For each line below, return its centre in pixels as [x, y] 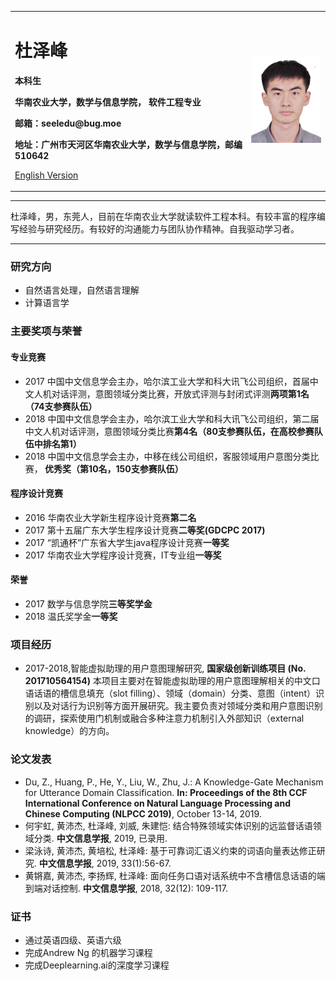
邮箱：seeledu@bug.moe [68, 123]
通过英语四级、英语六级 [73, 940]
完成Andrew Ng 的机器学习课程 [88, 952]
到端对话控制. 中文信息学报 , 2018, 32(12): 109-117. [126, 888]
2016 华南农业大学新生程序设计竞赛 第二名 [110, 517]
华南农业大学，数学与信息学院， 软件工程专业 [108, 102]
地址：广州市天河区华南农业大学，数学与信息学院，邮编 [128, 144]
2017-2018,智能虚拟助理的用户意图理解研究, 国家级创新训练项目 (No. [165, 668]
